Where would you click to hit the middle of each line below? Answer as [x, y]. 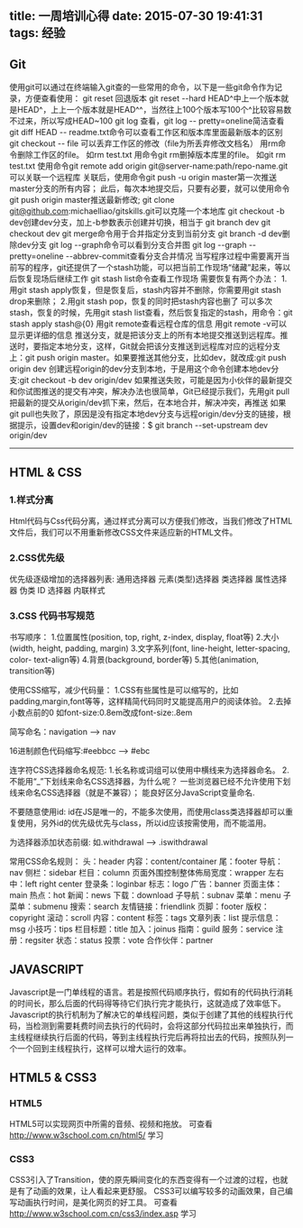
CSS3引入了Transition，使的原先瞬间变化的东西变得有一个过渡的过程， [141, 1180]
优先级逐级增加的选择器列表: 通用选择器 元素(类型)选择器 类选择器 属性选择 [148, 579]
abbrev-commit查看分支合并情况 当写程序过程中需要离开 [177, 256]
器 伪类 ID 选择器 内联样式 [57, 591]
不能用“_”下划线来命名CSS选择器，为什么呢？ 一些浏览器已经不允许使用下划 [150, 782]
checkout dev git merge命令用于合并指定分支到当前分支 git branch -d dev [146, 234]
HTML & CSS [46, 472]
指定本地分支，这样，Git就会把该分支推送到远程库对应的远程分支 [161, 346]
